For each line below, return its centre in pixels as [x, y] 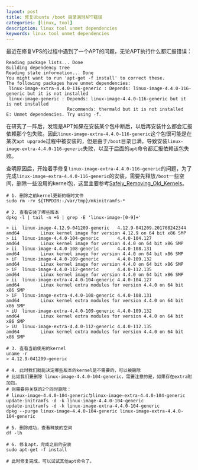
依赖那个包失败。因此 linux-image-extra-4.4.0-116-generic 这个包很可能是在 [99, 134]
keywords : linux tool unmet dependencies [58, 34]
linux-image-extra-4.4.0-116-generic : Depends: [70, 89]
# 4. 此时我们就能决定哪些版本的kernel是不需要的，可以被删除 [74, 371]
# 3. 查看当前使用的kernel [36, 349]
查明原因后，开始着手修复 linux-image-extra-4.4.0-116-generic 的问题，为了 [99, 169]
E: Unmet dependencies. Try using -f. [54, 115]
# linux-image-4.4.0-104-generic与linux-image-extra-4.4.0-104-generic [96, 396]
